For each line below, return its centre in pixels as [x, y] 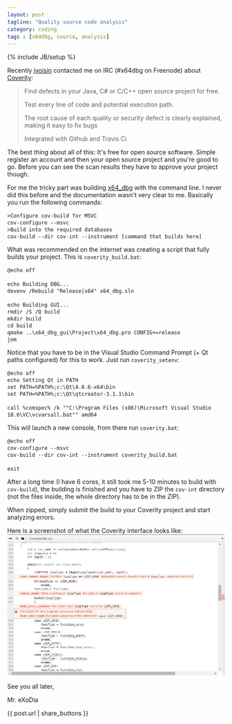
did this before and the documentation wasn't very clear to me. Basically [110, 195]
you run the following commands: [55, 202]
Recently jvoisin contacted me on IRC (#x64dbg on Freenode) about [104, 71]
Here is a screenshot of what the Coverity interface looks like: [95, 531]
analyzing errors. [31, 517]
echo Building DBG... [38, 284]
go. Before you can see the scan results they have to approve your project [113, 167]
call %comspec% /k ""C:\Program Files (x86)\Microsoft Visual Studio [109, 408]
